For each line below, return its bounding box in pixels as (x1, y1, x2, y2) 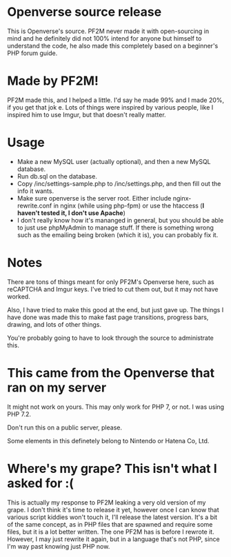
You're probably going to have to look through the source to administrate (7, 334, 214, 342)
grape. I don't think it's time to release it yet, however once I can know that (7, 505, 219, 514)
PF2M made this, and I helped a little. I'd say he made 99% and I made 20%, (7, 96, 225, 104)
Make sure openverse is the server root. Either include (17, 194, 172, 202)
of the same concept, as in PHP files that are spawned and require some (7, 520, 213, 528)
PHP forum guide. (7, 49, 58, 57)
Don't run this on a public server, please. (7, 423, 123, 432)
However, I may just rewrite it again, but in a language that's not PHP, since (7, 535, 220, 543)
